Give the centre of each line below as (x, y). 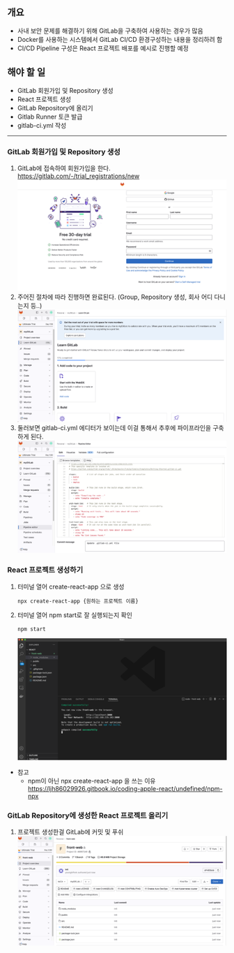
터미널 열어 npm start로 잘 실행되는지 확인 (75, 615)
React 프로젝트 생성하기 (45, 570)
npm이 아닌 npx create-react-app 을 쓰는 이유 (92, 781)
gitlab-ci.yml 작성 (42, 125)
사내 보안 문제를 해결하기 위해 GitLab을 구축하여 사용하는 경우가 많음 (110, 31)
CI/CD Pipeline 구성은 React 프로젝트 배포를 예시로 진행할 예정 (103, 48)
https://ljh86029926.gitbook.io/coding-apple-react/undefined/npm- (125, 788)
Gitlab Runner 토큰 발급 (50, 117)
